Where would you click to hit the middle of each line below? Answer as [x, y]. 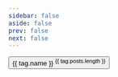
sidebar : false [34, 16]
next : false [28, 38]
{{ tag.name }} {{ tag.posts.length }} [59, 63]
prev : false [28, 30]
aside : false [30, 23]
